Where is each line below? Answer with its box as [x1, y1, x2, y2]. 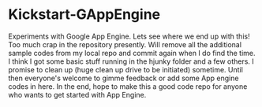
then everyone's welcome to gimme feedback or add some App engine [8, 73, 239, 83]
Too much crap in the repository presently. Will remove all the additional [8, 39, 242, 49]
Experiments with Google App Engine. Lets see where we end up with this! [8, 31, 250, 41]
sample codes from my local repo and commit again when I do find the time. [8, 48, 256, 57]
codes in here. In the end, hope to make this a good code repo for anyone [8, 81, 248, 91]
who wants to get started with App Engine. [8, 90, 147, 99]
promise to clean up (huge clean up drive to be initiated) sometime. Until [8, 65, 243, 74]
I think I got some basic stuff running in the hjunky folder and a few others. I [8, 57, 254, 66]
